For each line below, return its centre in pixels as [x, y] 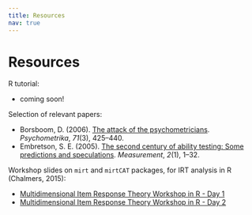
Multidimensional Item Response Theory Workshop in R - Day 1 [122, 194]
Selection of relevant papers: [55, 115]
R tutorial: [24, 84]
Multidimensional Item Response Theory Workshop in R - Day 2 [123, 202]
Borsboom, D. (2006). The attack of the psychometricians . [115, 130]
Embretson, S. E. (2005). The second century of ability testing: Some [132, 146]
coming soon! [42, 99]
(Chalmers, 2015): [37, 179]
